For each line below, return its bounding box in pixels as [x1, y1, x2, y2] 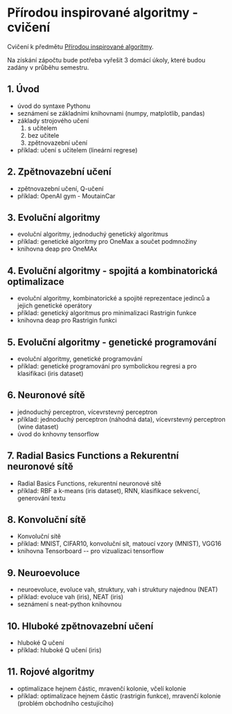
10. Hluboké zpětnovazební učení [7, 620, 154, 632]
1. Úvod [7, 83, 40, 95]
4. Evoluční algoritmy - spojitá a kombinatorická [7, 265, 218, 276]
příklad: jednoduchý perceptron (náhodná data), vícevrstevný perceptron [17, 415, 226, 423]
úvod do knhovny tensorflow [17, 429, 99, 438]
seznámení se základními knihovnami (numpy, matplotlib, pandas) [17, 109, 206, 117]
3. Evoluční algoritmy [7, 211, 100, 223]
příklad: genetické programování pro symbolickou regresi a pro [17, 362, 197, 370]
